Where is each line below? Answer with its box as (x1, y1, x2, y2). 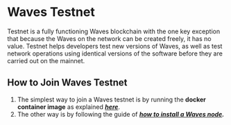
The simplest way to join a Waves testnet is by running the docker (17, 95, 207, 103)
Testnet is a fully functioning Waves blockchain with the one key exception (7, 27, 221, 35)
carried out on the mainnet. (7, 56, 85, 65)
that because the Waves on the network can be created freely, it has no (7, 34, 212, 42)
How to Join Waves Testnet (7, 77, 128, 89)
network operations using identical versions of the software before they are (7, 49, 223, 58)
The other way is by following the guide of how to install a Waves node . (17, 110, 225, 118)
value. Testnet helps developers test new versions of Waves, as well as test (7, 42, 223, 50)
